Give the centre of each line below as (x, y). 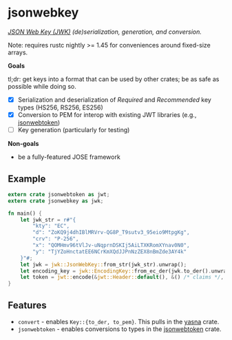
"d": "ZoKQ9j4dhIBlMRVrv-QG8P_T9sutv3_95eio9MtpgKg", (111, 233)
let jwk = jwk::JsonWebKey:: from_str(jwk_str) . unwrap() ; (104, 264)
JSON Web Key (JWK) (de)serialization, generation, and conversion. (105, 32)
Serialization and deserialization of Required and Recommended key (115, 99)
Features (27, 305)
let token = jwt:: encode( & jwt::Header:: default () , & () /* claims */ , (122, 277)
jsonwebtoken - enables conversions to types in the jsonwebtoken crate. (119, 329)
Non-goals (23, 144)
